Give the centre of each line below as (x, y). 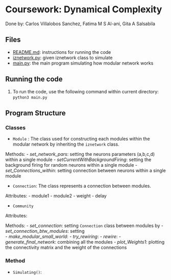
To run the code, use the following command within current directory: (86, 91)
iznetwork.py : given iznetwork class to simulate (63, 57)
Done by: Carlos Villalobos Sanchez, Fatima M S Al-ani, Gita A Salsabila (80, 24)
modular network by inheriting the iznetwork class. (66, 144)
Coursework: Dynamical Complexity (84, 9)
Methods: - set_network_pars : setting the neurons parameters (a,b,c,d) (80, 154)
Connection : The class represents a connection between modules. (82, 186)
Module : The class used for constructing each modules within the (81, 139)
